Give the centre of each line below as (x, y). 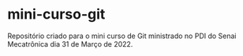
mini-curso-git (56, 14)
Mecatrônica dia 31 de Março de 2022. (70, 44)
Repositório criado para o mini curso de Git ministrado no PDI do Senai (122, 36)
